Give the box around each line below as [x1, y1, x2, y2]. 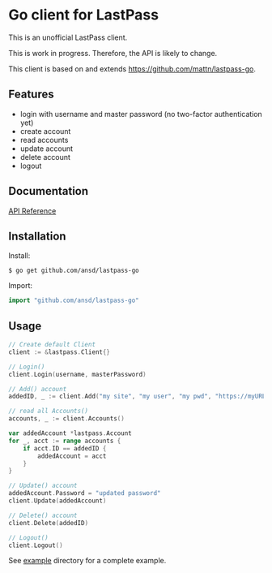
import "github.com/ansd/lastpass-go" [8, 296, 139, 305]
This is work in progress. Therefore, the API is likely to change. [8, 48, 218, 58]
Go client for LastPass [8, 6, 159, 24]
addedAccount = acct [37, 452, 107, 460]
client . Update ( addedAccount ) [8, 497, 107, 505]
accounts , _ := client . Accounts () [8, 415, 125, 423]
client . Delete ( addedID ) [8, 519, 89, 527]
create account [19, 126, 71, 136]
